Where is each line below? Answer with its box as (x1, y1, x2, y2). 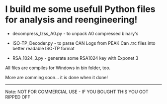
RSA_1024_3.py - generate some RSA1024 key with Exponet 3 (12, 55, 139, 61)
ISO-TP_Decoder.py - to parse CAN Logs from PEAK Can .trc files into (12, 40, 156, 46)
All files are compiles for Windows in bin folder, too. (5, 65, 111, 71)
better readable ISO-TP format (12, 45, 75, 51)
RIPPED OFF (5, 94, 31, 100)
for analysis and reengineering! (5, 14, 138, 25)
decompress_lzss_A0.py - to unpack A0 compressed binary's (12, 30, 139, 36)
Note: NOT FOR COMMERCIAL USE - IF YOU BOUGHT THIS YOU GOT (5, 89, 149, 95)
